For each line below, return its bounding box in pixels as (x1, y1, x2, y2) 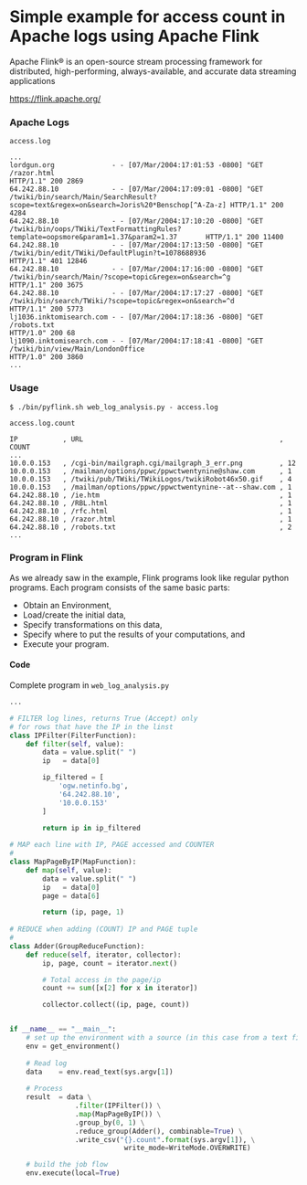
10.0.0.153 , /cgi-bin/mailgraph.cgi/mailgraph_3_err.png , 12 (9, 459, 297, 468)
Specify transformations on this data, (22, 619, 163, 630)
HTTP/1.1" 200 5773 (9, 304, 84, 314)
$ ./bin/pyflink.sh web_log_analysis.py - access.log (9, 402, 219, 412)
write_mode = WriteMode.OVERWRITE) (123, 1144, 251, 1153)
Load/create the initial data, (22, 609, 126, 620)
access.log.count (9, 418, 76, 428)
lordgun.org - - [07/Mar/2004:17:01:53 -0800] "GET (9, 161, 263, 170)
